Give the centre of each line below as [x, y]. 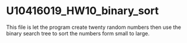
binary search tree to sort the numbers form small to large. [78, 33]
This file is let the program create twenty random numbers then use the [94, 27]
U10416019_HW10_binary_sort [82, 11]
